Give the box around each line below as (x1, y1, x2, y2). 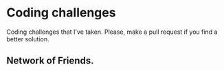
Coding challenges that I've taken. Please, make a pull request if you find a (6, 28, 218, 36)
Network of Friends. (6, 55, 94, 67)
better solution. (6, 34, 49, 43)
